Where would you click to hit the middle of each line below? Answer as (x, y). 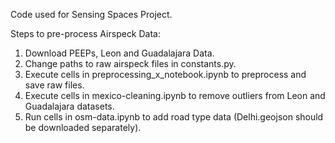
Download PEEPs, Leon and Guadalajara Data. (119, 53)
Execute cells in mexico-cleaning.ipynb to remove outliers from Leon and (175, 95)
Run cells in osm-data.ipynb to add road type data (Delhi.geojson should (174, 117)
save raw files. (54, 85)
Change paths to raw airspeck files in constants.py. (130, 63)
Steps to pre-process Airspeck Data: (86, 33)
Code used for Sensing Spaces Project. (91, 14)
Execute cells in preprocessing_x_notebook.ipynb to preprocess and (165, 74)
